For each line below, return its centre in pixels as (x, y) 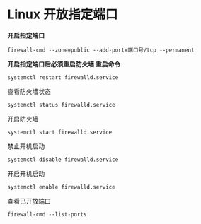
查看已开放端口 (29, 201)
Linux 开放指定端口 (63, 14)
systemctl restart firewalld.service (63, 77)
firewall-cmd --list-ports (47, 214)
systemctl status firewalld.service (61, 105)
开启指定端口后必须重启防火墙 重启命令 (64, 64)
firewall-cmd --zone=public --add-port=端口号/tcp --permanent (101, 50)
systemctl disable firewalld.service (63, 160)
